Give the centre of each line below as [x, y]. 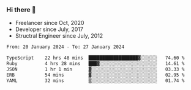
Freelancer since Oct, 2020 [50, 23]
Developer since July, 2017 [49, 29]
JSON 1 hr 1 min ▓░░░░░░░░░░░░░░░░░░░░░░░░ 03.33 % [95, 69]
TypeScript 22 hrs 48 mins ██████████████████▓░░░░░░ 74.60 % [95, 58]
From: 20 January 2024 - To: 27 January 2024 [65, 47]
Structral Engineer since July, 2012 [59, 36]
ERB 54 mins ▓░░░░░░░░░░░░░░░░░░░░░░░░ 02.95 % [95, 75]
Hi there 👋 [21, 10]
